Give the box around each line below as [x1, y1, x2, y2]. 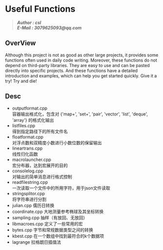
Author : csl [17, 20, 41, 25]
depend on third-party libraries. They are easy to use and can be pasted [5, 62, 150, 68]
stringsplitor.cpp [12, 190, 45, 196]
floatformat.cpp [12, 134, 44, 140]
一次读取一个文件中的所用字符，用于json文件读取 [12, 185, 110, 191]
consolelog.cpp [12, 168, 44, 174]
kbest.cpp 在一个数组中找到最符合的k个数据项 [12, 233, 104, 239]
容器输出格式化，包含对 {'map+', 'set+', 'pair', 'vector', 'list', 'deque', [12, 111, 148, 117]
